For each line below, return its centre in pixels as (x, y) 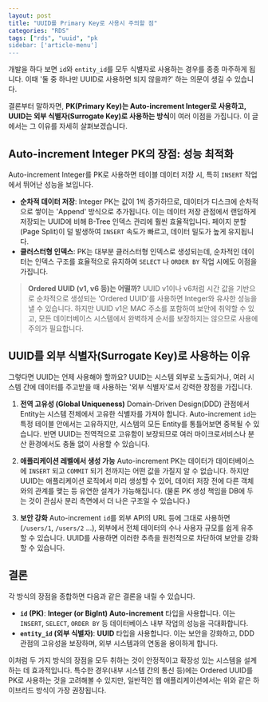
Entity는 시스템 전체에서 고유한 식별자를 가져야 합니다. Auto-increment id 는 (138, 413)
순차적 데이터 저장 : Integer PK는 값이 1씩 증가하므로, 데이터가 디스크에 (128, 201)
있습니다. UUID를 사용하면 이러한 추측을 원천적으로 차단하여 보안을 (140, 537)
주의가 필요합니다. (55, 328)
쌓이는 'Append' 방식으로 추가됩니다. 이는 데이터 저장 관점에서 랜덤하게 (146, 211)
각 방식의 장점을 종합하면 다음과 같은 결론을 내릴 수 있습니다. (102, 596)
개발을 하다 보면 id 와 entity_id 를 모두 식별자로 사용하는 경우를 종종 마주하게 (128, 70)
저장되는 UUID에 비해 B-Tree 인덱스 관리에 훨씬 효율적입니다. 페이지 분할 (133, 221)
